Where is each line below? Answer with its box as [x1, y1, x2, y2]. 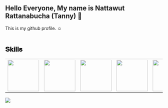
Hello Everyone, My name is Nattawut [5, 4, 125, 13]
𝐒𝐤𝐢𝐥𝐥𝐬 [5, 45, 23, 54]
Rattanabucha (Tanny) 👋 [5, 12, 82, 21]
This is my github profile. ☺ [5, 25, 62, 31]
